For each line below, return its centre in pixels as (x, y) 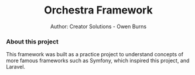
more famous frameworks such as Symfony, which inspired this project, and (98, 61)
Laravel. (16, 67)
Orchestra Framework (98, 10)
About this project (32, 42)
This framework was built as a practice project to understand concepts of (95, 54)
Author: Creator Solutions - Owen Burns (98, 26)
